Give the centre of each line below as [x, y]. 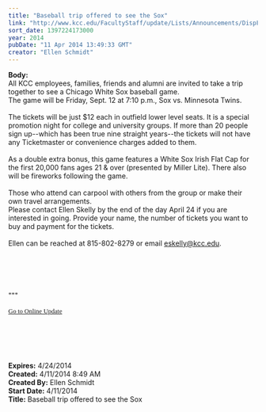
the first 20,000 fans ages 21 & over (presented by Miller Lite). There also [127, 168]
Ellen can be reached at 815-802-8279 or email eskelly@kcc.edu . [115, 243]
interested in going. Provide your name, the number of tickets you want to [128, 218]
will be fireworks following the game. [68, 176]
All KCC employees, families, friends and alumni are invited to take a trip [125, 83]
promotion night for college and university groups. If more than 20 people [128, 125]
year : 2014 [26, 38]
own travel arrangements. [50, 201]
